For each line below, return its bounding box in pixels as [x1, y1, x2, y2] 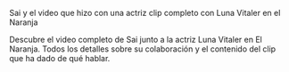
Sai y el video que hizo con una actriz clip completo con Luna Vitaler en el [9, 8, 281, 18]
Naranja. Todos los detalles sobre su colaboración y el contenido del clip [9, 44, 277, 54]
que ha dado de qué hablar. [9, 53, 111, 63]
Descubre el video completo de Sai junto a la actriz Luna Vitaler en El [9, 35, 263, 44]
